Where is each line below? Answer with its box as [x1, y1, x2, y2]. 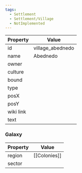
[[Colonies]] [33, 152, 62, 159]
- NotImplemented [9, 21, 45, 26]
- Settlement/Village [9, 16, 54, 21]
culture [7, 69, 24, 75]
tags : [5, 7, 16, 12]
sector [7, 160, 23, 167]
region [7, 152, 23, 159]
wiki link [7, 108, 26, 115]
